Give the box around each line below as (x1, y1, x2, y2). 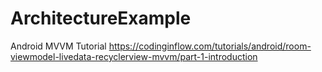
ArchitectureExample (10, 7, 192, 30)
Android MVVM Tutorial (10, 40, 107, 52)
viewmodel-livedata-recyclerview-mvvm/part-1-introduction (10, 50, 258, 62)
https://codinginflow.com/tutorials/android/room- (108, 40, 312, 52)
